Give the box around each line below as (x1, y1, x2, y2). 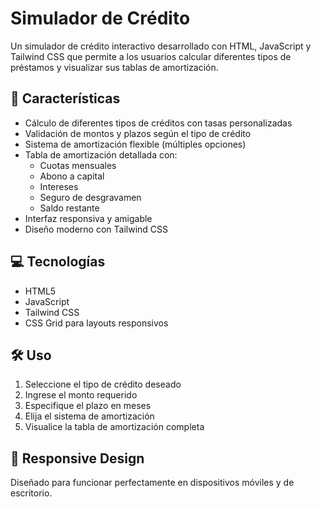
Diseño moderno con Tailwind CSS (24, 223, 169, 235)
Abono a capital (39, 170, 105, 182)
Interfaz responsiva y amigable (24, 212, 153, 224)
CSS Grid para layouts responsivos (24, 317, 169, 329)
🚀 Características (10, 90, 121, 107)
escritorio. (10, 487, 53, 499)
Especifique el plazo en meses (24, 400, 152, 412)
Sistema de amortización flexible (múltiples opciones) (24, 138, 247, 150)
